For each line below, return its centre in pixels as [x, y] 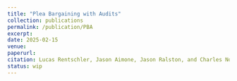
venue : [17, 46]
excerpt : [20, 33]
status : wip [25, 66]
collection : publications [45, 20]
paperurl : [22, 54]
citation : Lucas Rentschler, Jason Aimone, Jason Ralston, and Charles [115, 60]
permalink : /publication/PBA [50, 27]
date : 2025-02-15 [33, 40]
